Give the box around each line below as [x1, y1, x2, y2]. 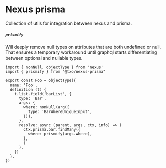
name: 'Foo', [10, 82, 38, 88]
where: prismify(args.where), [27, 131, 93, 136]
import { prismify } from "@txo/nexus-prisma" [5, 69, 106, 74]
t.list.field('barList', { [14, 91, 72, 96]
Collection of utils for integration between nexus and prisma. [5, 20, 132, 26]
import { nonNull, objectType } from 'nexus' [5, 65, 103, 70]
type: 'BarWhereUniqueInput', [27, 109, 93, 114]
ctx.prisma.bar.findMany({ [23, 127, 81, 132]
